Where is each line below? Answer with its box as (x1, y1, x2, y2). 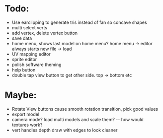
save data (11, 35, 32, 41)
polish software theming (11, 62, 62, 68)
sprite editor (11, 56, 37, 62)
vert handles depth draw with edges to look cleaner (11, 127, 118, 133)
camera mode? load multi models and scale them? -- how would (11, 116, 144, 122)
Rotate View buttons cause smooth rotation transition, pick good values (11, 106, 159, 112)
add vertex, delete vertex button (11, 30, 78, 36)
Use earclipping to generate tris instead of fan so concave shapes (11, 19, 147, 25)
